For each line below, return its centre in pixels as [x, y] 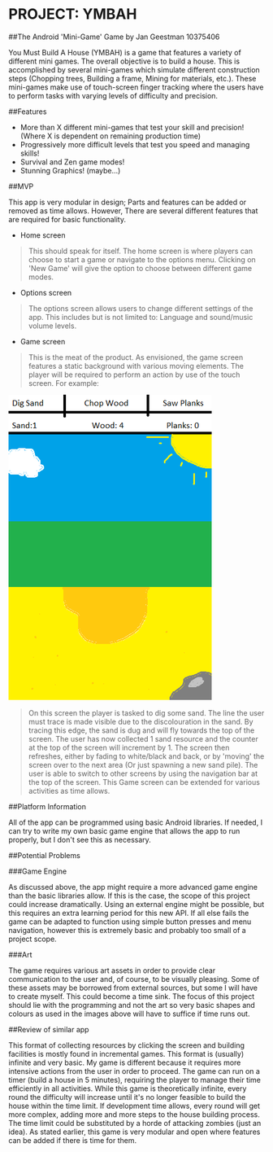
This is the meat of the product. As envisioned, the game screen [136, 357]
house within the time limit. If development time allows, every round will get [134, 1106]
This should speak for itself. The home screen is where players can [141, 251]
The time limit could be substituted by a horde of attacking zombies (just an [135, 1123]
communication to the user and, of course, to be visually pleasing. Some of [134, 979]
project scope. [32, 939]
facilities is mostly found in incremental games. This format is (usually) [126, 1053]
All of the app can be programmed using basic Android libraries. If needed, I [135, 822]
